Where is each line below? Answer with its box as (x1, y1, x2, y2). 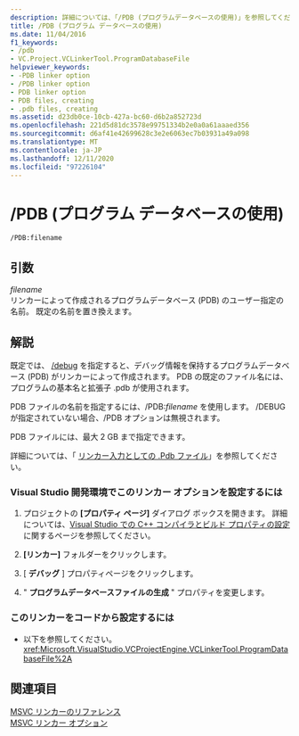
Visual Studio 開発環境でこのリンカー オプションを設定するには (10, 485, 283, 498)
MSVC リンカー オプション (10, 717, 108, 728)
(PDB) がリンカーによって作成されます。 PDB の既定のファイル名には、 (27, 371, 288, 382)
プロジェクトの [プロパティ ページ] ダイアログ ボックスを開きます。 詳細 (22, 508, 288, 518)
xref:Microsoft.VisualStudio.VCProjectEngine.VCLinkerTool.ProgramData (22, 643, 288, 654)
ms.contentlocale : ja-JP (10, 145, 102, 154)
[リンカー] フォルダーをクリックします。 (22, 550, 172, 560)
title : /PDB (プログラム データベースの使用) (10, 21, 163, 30)
